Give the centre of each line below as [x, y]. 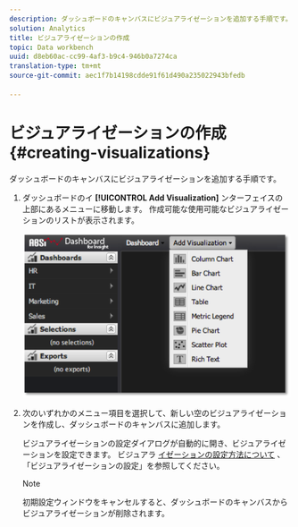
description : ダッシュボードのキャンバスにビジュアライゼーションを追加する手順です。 [151, 19]
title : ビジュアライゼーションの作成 [70, 38]
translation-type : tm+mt [55, 66]
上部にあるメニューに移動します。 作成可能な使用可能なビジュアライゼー [156, 208]
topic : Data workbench [51, 47]
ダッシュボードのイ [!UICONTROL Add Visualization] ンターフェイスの [153, 198]
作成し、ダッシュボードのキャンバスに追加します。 [132, 424]
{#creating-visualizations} [110, 153]
